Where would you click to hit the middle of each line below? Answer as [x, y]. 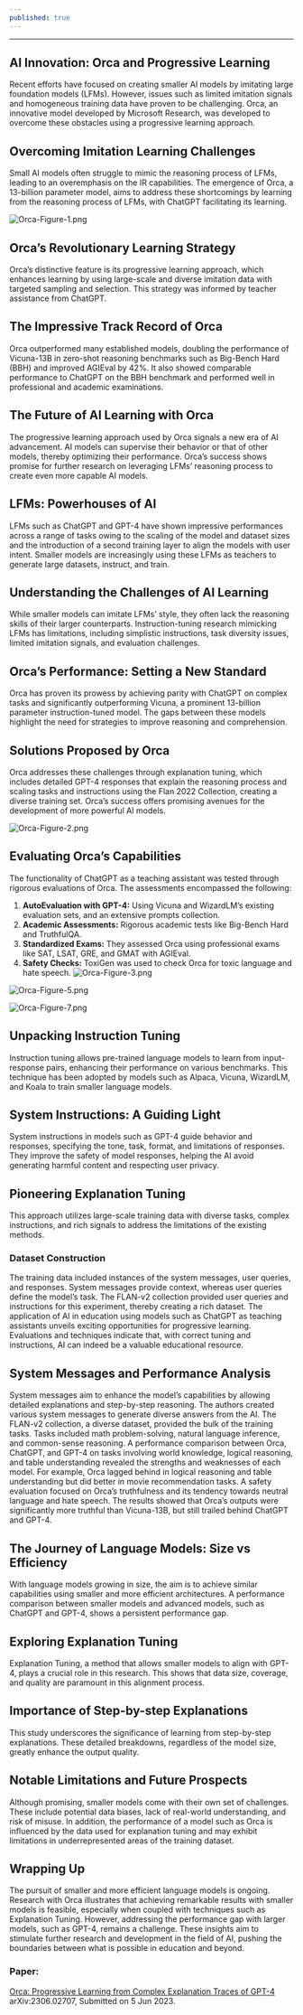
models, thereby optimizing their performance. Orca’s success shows [138, 456]
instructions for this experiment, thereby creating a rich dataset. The [136, 1307]
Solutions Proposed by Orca [90, 750]
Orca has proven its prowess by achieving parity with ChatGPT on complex [149, 693]
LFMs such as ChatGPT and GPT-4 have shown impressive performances [147, 526]
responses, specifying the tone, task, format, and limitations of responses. [147, 1146]
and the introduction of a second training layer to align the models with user [150, 545]
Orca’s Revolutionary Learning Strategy [123, 248]
